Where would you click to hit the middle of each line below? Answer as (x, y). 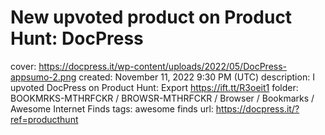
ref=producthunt (44, 119)
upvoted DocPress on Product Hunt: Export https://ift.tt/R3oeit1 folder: (154, 87)
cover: (23, 66)
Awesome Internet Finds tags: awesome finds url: (112, 108)
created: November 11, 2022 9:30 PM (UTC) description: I (196, 77)
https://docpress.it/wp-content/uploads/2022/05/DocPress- (163, 66)
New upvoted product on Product (151, 17)
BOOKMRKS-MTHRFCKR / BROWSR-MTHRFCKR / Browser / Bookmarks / (162, 98)
